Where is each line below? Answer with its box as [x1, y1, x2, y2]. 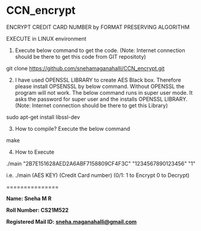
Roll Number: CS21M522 [6, 206, 69, 214]
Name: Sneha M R [6, 194, 52, 202]
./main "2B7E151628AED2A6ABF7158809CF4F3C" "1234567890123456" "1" [6, 160, 196, 167]
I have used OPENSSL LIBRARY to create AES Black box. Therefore [14, 76, 182, 83]
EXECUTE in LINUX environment [6, 35, 87, 42]
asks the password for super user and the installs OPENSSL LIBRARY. [14, 95, 188, 103]
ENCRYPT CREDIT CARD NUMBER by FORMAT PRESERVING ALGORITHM [6, 23, 190, 31]
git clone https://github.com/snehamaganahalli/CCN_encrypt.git [6, 64, 165, 72]
